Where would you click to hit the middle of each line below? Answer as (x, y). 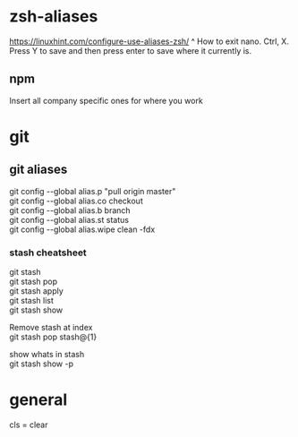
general (38, 400)
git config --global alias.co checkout (76, 201)
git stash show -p (42, 364)
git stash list (31, 301)
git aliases (38, 170)
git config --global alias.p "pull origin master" (93, 191)
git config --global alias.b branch (70, 210)
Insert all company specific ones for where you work (106, 100)
